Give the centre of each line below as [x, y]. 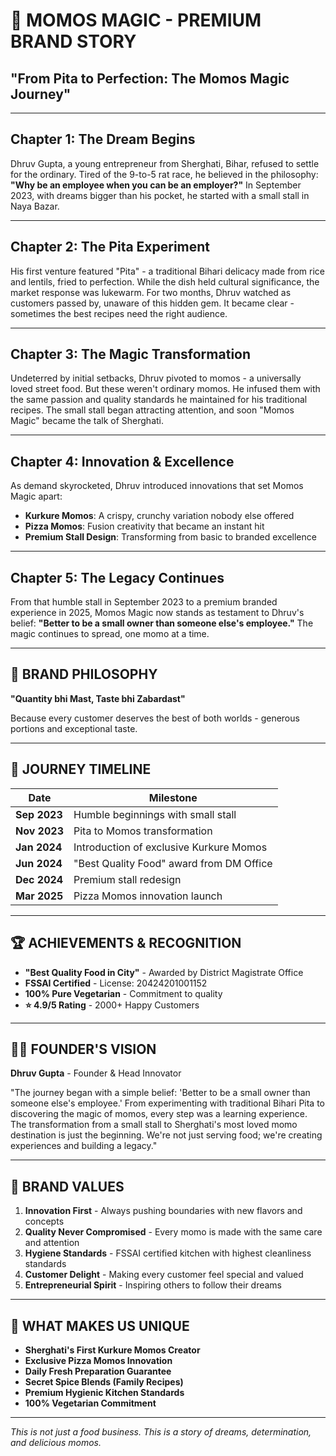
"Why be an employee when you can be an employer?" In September [156, 185]
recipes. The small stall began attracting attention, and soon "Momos [152, 410]
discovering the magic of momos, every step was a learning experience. [159, 1114]
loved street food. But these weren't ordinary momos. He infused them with [165, 389]
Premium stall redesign [127, 879]
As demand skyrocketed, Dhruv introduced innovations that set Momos [157, 486]
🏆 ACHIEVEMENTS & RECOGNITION [126, 943]
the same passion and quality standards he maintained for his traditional [159, 400]
